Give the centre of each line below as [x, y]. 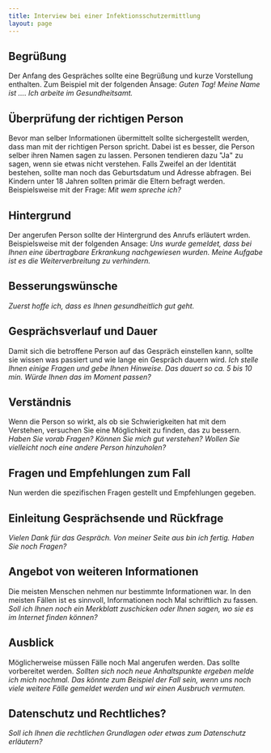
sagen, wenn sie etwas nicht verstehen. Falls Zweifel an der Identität [123, 164]
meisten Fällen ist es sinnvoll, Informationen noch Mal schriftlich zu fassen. [133, 600]
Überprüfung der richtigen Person [96, 118]
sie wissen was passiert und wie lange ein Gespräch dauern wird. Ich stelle [133, 359]
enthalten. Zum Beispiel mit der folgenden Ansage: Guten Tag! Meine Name [134, 84]
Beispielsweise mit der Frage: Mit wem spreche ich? [95, 190]
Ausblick [31, 643]
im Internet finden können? [53, 617]
